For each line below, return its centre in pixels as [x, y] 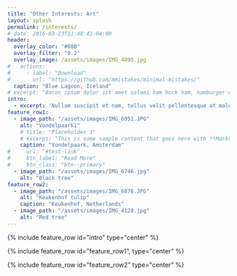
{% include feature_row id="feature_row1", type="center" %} [96, 251]
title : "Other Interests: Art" [53, 14]
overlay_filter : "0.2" [47, 54]
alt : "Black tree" [47, 178]
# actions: [26, 66]
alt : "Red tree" [44, 217]
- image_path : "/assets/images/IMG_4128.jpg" [82, 211]
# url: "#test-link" [44, 152]
